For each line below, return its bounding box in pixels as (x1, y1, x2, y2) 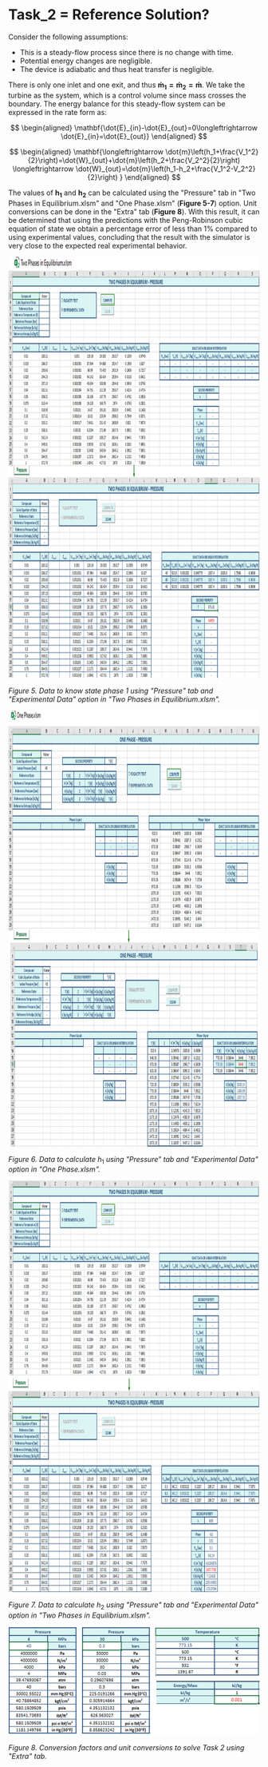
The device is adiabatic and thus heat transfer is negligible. (19, 64, 215, 74)
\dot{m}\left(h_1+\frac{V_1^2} (164, 146, 259, 157)
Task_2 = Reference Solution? (8, 6, 210, 24)
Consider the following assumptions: (8, 32, 129, 42)
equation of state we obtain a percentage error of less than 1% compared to (8, 224, 258, 233)
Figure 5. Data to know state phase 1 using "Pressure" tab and (8, 686, 214, 695)
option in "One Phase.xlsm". (8, 1164, 101, 1174)
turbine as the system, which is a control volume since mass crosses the (8, 90, 246, 100)
